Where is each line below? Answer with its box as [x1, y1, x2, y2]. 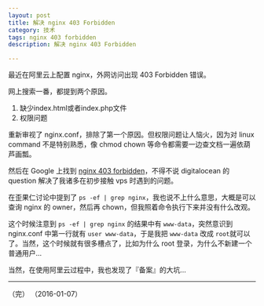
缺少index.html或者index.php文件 [19, 104, 127, 113]
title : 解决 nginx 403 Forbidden [8, 19, 115, 27]
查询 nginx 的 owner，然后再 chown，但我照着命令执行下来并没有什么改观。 [8, 202, 255, 212]
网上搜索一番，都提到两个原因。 [8, 87, 112, 97]
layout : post [8, 11, 51, 20]
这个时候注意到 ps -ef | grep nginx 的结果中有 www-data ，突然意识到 [8, 219, 233, 228]
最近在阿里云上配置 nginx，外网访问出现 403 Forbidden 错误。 [8, 70, 211, 79]
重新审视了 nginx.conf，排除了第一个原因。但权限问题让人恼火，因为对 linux [8, 130, 255, 140]
